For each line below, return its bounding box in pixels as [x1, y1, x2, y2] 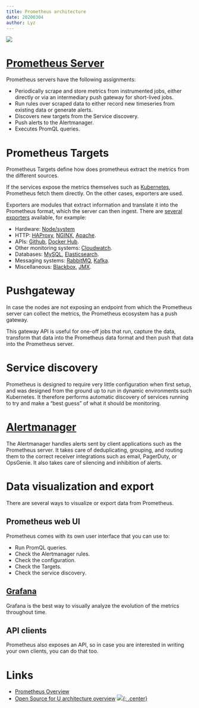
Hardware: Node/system [14, 226, 75, 233]
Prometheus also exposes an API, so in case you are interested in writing [6, 642, 184, 649]
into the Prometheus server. [6, 341, 74, 348]
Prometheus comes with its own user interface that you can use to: [6, 532, 170, 539]
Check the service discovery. [14, 569, 87, 576]
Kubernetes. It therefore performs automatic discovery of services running [6, 393, 189, 401]
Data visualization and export [6, 480, 154, 493]
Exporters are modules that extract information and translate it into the [6, 201, 178, 208]
